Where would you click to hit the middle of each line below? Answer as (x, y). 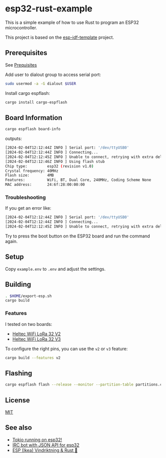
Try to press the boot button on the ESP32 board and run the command (78, 236)
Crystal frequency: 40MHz (32, 171)
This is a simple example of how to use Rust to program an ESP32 (72, 22)
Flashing (19, 373)
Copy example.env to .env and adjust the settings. (55, 269)
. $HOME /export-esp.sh (28, 296)
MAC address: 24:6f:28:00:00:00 (45, 185)
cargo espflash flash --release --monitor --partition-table (69, 385)
